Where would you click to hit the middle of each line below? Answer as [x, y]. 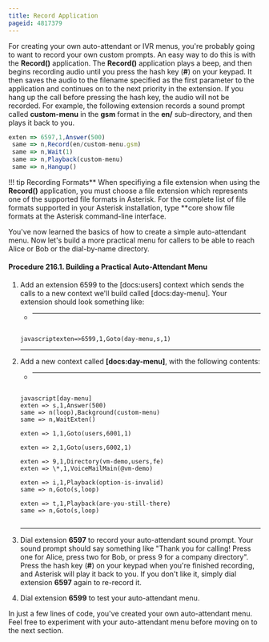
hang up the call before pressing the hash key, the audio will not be [119, 97]
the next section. [36, 631]
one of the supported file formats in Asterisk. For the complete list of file [127, 199]
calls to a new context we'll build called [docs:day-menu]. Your [123, 294]
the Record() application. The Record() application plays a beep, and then [130, 63]
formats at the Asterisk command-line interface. [87, 216]
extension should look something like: [82, 302]
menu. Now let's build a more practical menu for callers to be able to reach [131, 240]
